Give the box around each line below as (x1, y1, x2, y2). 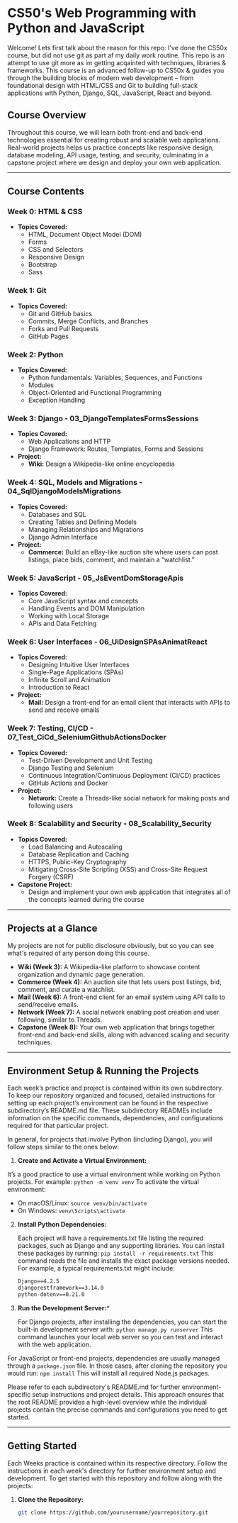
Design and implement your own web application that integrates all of (28, 888, 231, 896)
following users (28, 801, 73, 810)
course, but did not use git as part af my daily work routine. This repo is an (7, 51, 225, 60)
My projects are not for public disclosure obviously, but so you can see (7, 941, 215, 949)
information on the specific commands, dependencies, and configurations (7, 1114, 224, 1122)
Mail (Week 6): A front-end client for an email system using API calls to (17, 993, 225, 1001)
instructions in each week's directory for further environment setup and (7, 1466, 216, 1475)
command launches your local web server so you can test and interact (17, 1333, 223, 1341)
